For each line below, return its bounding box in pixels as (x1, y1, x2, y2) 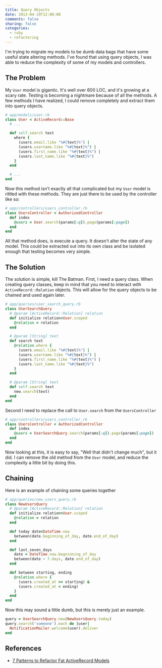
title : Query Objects (5, 7, 50, 12)
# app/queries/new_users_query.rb (5, 497, 77, 502)
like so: (5, 196, 20, 202)
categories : (5, 26, 30, 31)
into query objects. (5, 103, 44, 109)
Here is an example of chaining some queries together (5, 487, 116, 493)
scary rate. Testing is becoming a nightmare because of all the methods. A (5, 92, 157, 98)
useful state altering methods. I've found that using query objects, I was (5, 54, 152, 60)
